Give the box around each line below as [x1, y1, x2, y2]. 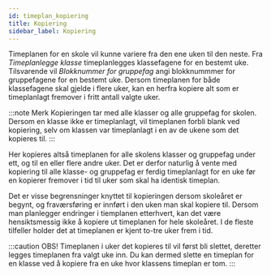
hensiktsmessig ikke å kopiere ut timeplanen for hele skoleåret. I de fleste [8, 217, 254, 227]
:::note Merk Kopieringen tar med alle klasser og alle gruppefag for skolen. [8, 108, 257, 118]
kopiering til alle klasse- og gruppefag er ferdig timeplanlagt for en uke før [8, 167, 256, 177]
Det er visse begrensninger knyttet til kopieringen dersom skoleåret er [8, 192, 243, 201]
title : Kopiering [8, 19, 67, 28]
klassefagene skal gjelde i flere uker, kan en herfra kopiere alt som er [8, 84, 239, 93]
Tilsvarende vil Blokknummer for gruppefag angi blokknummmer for [8, 67, 235, 76]
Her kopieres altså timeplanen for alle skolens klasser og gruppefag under [8, 149, 256, 159]
